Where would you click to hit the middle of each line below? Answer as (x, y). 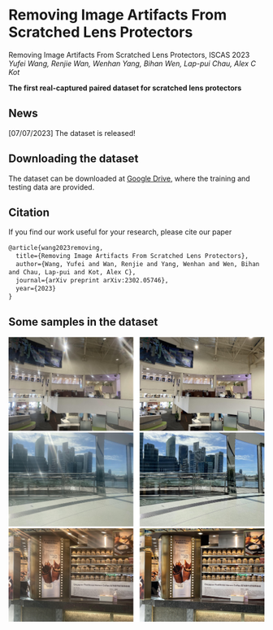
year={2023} (36, 289)
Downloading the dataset (74, 159)
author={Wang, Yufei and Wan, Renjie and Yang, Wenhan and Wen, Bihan (138, 265)
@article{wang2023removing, (56, 248)
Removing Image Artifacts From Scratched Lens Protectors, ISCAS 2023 (129, 55)
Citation (29, 212)
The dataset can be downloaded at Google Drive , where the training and (129, 178)
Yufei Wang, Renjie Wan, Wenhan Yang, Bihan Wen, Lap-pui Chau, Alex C (132, 63)
